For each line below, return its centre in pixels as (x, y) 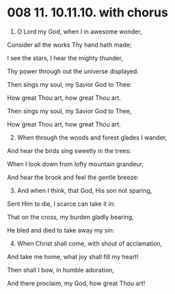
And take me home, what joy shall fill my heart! (73, 256)
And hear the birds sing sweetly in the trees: (69, 150)
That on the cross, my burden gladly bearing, (71, 217)
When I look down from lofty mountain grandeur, (76, 164)
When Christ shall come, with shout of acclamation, (90, 243)
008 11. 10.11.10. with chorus (88, 13)
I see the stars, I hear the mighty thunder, (65, 58)
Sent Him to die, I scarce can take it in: (61, 204)
